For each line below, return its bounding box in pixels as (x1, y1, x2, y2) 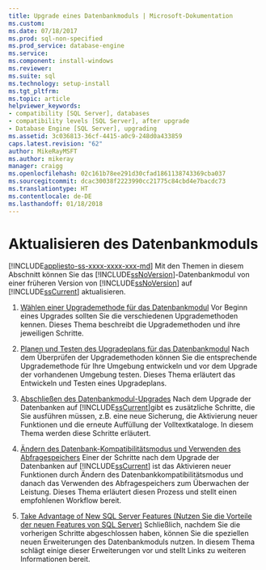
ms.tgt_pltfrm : (8, 87, 60, 95)
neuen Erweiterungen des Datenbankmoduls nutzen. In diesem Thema (19, 537, 255, 547)
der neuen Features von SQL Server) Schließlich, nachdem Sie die (19, 520, 241, 530)
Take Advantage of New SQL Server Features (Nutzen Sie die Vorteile (19, 511, 252, 521)
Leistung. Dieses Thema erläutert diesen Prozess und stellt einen (19, 487, 237, 497)
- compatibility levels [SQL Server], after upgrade (8, 117, 190, 125)
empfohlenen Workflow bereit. (19, 496, 122, 505)
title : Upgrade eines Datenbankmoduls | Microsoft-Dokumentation (8, 11, 233, 20)
